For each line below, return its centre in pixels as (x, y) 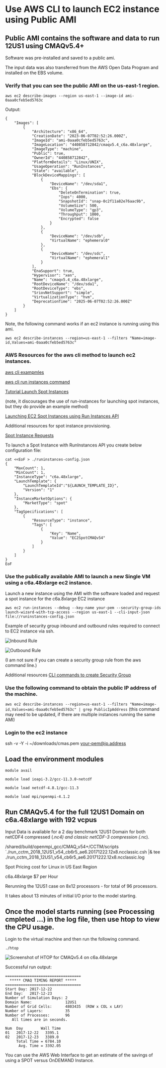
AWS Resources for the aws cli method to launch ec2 (70, 355)
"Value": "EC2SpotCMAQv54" (78, 538)
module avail (19, 771)
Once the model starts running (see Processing (80, 911)
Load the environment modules (54, 759)
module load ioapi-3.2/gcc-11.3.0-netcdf (49, 779)
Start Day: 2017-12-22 (29, 989)
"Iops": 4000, (73, 197)
